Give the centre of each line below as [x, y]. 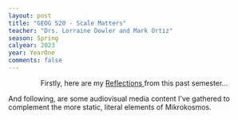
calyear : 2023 [32, 46]
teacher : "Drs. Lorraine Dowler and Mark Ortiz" [91, 30]
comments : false [35, 61]
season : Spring [34, 38]
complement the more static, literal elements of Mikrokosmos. [110, 107]
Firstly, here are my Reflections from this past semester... [134, 83]
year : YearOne [32, 53]
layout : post [30, 16]
